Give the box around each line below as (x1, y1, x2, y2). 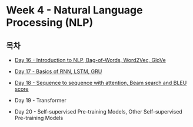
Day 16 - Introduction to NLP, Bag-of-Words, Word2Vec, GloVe (14, 57, 166, 63)
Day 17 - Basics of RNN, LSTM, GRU (14, 68, 102, 75)
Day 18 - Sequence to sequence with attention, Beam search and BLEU (14, 80, 187, 86)
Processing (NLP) (6, 16, 94, 29)
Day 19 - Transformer (14, 97, 66, 104)
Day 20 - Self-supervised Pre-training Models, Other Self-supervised (14, 108, 182, 115)
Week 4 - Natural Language (6, 4, 143, 17)
